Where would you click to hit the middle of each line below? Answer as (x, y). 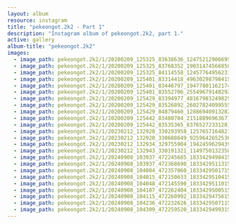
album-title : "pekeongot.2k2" (52, 46)
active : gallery (31, 40)
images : (19, 53)
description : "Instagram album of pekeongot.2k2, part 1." (96, 33)
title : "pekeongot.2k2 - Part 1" (56, 27)
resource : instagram (38, 20)
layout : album (28, 14)
